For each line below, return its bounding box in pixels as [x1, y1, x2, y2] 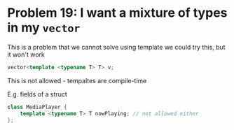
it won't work [7, 50, 46, 59]
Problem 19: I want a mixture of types [7, 5, 228, 21]
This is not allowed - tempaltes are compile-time [7, 76, 147, 85]
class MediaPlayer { [7, 103, 68, 110]
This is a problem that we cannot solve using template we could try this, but [7, 43, 226, 51]
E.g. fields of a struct [7, 89, 68, 99]
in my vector [7, 20, 81, 36]
